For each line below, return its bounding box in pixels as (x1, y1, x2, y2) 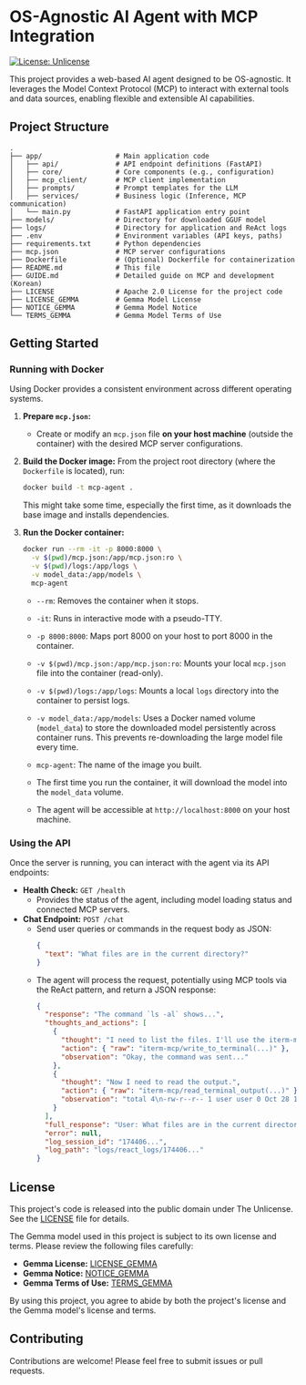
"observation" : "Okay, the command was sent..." (60, 1052, 249, 1062)
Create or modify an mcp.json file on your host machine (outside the (36, 428, 294, 439)
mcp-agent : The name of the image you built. (36, 759, 202, 770)
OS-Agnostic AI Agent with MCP (9, 6, 259, 27)
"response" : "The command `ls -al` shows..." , (44, 1010, 225, 1020)
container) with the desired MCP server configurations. (36, 438, 243, 449)
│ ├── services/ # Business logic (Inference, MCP (9, 191, 247, 200)
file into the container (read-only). (36, 667, 164, 678)
